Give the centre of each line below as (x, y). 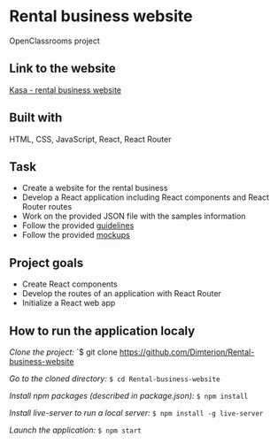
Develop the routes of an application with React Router (121, 294)
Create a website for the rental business (95, 188)
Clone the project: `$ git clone (63, 352)
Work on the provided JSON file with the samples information (134, 216)
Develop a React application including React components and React (146, 197)
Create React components (69, 284)
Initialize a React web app (69, 303)
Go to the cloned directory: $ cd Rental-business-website (115, 379)
